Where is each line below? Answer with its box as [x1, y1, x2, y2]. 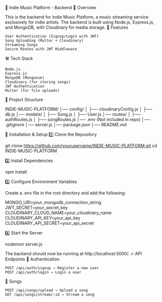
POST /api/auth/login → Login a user [5, 270, 82, 275]
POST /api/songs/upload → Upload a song [5, 288, 89, 293]
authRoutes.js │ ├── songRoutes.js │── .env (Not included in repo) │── [5, 117, 151, 122]
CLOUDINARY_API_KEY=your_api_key [5, 215, 81, 221]
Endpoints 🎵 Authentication [5, 256, 60, 262]
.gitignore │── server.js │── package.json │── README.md [5, 122, 127, 127]
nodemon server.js [5, 242, 43, 247]
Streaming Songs [5, 42, 38, 47]
